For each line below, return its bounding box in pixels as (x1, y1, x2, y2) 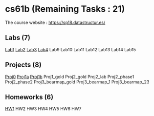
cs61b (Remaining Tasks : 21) (5, 3, 125, 15)
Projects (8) (5, 61, 42, 69)
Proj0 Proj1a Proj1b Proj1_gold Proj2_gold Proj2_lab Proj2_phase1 (5, 74, 134, 79)
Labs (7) (5, 34, 31, 42)
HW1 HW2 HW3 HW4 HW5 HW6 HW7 (5, 106, 82, 112)
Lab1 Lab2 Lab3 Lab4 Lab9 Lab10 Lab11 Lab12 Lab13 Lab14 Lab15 (5, 46, 136, 52)
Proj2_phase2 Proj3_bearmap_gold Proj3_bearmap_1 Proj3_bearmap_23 (5, 79, 150, 85)
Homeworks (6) (5, 93, 54, 101)
